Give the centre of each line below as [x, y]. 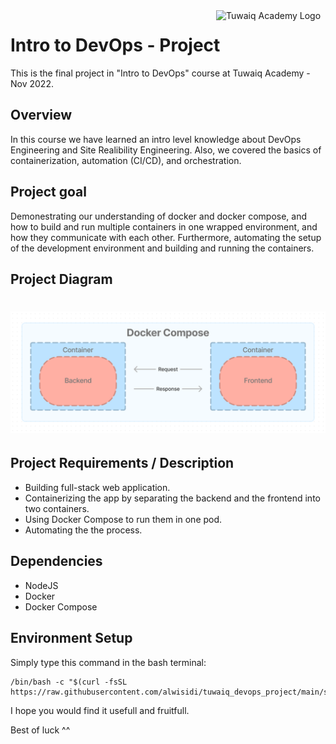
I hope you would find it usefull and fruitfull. [100, 710]
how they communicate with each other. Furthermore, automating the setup [166, 237]
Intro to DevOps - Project [115, 45]
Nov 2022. [32, 83]
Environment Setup [71, 638]
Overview [41, 115]
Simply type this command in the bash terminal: [108, 662]
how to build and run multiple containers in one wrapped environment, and [164, 226]
